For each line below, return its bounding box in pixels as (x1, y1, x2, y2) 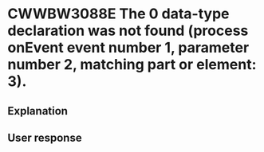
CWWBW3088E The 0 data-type (7, 5, 230, 23)
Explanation (7, 104, 69, 118)
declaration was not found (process (7, 21, 249, 40)
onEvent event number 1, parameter (7, 39, 250, 57)
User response (7, 131, 82, 144)
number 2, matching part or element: (7, 56, 257, 74)
